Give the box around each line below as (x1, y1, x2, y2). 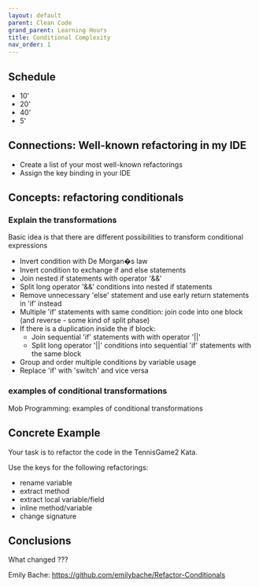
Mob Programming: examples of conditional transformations (8, 403, 203, 413)
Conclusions (8, 533, 72, 548)
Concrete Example (8, 426, 101, 440)
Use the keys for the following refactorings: (8, 463, 149, 472)
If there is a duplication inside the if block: (19, 324, 156, 333)
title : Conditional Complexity (8, 33, 111, 42)
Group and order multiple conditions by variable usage (19, 358, 197, 367)
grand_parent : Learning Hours (8, 26, 108, 34)
